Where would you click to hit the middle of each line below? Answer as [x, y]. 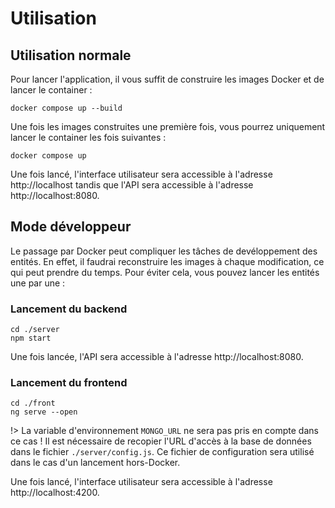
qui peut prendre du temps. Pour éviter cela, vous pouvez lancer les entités [165, 272]
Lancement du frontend [69, 383]
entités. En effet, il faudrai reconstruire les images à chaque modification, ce [167, 261]
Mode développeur [71, 227]
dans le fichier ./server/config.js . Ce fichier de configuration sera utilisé [162, 452]
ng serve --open [44, 412]
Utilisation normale [71, 55]
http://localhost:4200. [55, 493]
